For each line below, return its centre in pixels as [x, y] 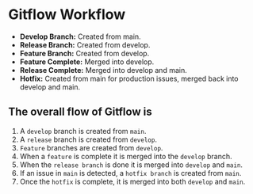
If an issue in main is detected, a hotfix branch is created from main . [130, 173]
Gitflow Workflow [67, 15]
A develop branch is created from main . [83, 131]
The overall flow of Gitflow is [80, 112]
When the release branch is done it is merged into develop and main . [131, 165]
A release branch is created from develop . [88, 139]
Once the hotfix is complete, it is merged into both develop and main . [132, 181]
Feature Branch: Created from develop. [84, 53]
